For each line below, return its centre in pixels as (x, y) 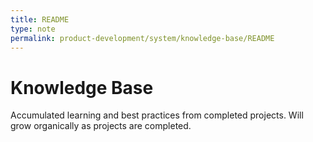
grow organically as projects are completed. (101, 126)
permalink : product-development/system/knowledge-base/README (142, 38)
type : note (33, 29)
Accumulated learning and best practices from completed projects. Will (157, 115)
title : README (40, 19)
